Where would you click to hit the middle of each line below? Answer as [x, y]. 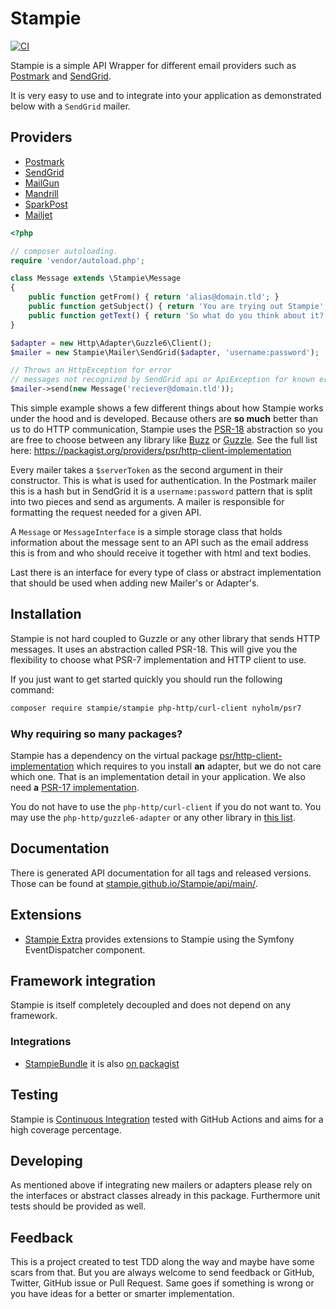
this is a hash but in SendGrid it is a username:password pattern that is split [161, 491]
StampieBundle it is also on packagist [102, 1063]
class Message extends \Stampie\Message [96, 278]
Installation [46, 614]
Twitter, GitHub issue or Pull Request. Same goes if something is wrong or [162, 1283]
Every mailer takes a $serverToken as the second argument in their [146, 470]
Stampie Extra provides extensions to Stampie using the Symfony [159, 939]
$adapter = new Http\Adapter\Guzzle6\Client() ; [111, 343]
